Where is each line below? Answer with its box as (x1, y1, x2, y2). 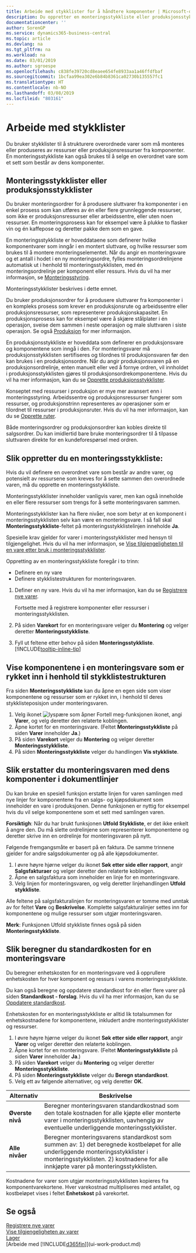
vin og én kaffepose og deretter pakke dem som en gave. (6, 225, 144, 232)
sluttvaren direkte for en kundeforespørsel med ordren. (6, 437, 138, 444)
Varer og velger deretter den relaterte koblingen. (14, 1040, 132, 1048)
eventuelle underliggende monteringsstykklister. (44, 1123, 177, 1131)
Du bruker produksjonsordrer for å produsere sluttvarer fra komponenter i (6, 297, 183, 304)
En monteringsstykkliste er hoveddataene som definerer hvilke (6, 236, 156, 243)
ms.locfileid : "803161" (6, 95, 64, 101)
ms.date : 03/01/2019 (6, 57, 57, 63)
